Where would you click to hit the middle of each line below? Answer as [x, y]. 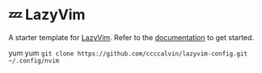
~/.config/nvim [34, 61]
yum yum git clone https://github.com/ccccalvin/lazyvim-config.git [128, 53]
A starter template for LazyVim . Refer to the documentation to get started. [131, 37]
